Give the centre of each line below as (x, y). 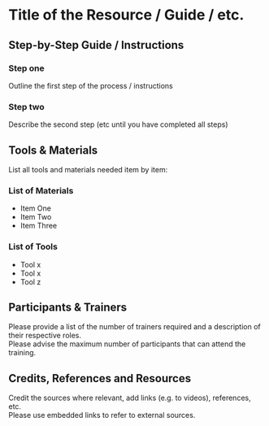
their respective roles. (45, 336)
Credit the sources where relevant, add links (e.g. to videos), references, (130, 398)
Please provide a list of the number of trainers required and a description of (135, 327)
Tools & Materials (53, 150)
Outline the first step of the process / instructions (91, 85)
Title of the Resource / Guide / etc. (126, 15)
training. (22, 353)
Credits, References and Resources (100, 378)
